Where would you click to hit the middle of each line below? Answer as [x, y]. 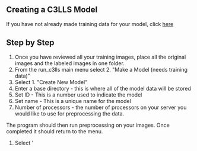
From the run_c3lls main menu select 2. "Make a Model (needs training [101, 69]
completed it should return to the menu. [55, 131]
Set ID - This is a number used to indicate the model [78, 95]
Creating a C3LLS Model [52, 10]
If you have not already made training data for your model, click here [90, 24]
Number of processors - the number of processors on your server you [101, 107]
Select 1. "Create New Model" [51, 82]
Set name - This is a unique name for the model [73, 101]
